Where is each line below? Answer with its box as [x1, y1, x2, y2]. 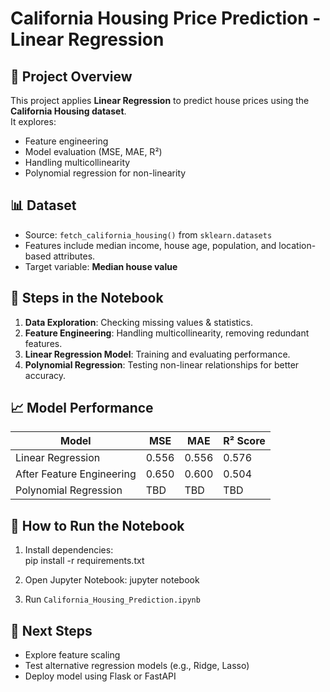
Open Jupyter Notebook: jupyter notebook [24, 574, 200, 586]
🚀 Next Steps [10, 622, 93, 639]
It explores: [10, 116, 57, 127]
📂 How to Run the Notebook [10, 517, 185, 534]
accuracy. [24, 369, 67, 381]
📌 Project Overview [10, 68, 133, 85]
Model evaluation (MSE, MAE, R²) [24, 146, 163, 157]
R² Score [223, 434, 266, 448]
